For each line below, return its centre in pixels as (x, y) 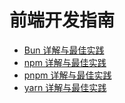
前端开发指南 (62, 20)
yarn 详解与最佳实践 (65, 87)
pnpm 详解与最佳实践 (67, 75)
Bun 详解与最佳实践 (64, 50)
